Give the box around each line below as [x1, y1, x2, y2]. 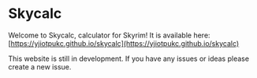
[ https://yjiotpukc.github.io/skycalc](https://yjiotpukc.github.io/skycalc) [8, 38, 240, 48]
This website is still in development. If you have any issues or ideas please [8, 54, 250, 63]
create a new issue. [8, 62, 72, 71]
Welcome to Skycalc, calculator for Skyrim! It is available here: [8, 30, 210, 40]
